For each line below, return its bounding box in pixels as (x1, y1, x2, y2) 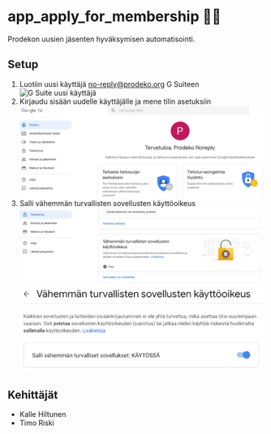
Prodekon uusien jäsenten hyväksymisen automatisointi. (7, 34, 196, 44)
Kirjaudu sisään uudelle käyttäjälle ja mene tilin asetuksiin (19, 97, 212, 106)
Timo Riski (19, 418, 54, 428)
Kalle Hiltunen (19, 410, 67, 419)
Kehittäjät (7, 389, 58, 402)
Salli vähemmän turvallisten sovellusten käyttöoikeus (19, 198, 196, 208)
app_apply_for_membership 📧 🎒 (7, 7, 222, 26)
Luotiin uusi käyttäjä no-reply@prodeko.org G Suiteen (19, 79, 200, 88)
